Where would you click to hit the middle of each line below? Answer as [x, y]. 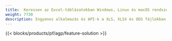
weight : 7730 [19, 14]
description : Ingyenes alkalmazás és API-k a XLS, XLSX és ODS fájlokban [86, 19]
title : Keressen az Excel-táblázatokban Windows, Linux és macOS [78, 10]
